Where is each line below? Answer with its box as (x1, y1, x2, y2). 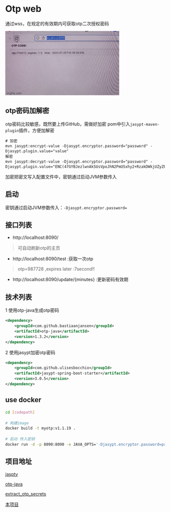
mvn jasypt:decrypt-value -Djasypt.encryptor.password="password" (5, 159, 148, 164)
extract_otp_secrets (5, 491, 47, 497)
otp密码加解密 (5, 106, 50, 115)
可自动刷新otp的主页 (17, 245, 61, 251)
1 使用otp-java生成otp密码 (5, 307, 59, 313)
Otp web (5, 3, 41, 15)
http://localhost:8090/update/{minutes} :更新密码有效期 (12, 277, 129, 283)
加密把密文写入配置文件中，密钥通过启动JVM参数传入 (5, 173, 117, 179)
